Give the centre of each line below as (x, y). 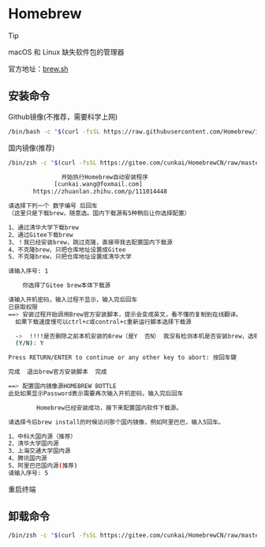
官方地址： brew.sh (38, 69)
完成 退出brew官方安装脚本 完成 (58, 372)
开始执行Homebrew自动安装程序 (105, 177)
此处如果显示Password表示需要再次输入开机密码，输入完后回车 (96, 393)
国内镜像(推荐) (32, 148)
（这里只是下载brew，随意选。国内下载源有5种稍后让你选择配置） (99, 213)
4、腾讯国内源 (28, 458)
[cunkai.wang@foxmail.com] (99, 184)
